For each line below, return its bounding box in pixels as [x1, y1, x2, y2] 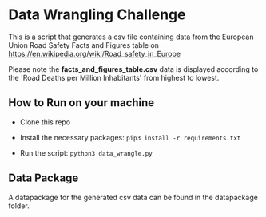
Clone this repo [19, 117, 70, 127]
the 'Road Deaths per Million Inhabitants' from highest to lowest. [8, 73, 220, 82]
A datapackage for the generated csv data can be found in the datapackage [8, 192, 258, 202]
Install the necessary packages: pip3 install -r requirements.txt [19, 132, 241, 142]
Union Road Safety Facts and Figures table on [8, 40, 160, 49]
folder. [8, 201, 30, 211]
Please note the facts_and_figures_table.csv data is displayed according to [8, 64, 259, 73]
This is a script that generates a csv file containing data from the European [8, 32, 254, 41]
